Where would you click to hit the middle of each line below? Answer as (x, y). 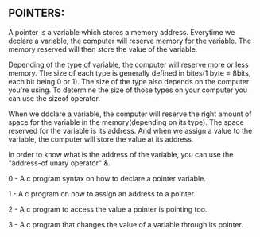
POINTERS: (37, 13)
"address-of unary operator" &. (60, 163)
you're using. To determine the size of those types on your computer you (128, 90)
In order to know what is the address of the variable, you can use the (121, 154)
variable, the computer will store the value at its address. (101, 139)
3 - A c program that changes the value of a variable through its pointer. (126, 224)
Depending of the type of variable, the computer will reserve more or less (128, 64)
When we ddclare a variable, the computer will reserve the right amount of (130, 114)
